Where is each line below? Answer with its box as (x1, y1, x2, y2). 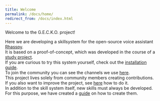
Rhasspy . (5, 44, 23, 50)
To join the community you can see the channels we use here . (5, 70, 130, 76)
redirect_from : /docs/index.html (5, 16, 73, 21)
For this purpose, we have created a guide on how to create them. (5, 90, 138, 96)
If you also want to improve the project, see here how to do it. (5, 80, 129, 86)
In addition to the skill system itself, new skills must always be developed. (5, 85, 153, 91)
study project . (5, 54, 33, 60)
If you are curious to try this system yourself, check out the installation (5, 59, 147, 66)
